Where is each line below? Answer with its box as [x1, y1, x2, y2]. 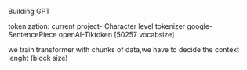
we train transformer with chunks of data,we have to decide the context [8, 45, 240, 54]
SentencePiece [8, 30, 57, 39]
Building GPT [8, 7, 51, 16]
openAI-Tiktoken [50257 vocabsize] [58, 30, 175, 39]
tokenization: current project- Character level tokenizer [8, 22, 186, 30]
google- [187, 22, 213, 30]
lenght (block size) [8, 54, 68, 62]
